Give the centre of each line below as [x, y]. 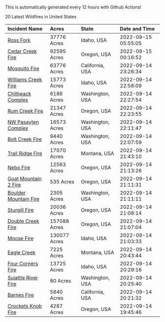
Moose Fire [21, 238]
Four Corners [23, 264]
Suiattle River [23, 278]
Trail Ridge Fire [25, 153]
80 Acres [60, 281]
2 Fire [14, 185]
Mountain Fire [24, 199]
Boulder [17, 193]
